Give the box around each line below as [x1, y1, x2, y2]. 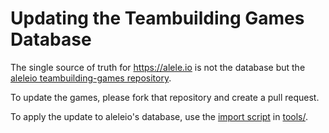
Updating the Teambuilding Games [10, 7, 305, 30]
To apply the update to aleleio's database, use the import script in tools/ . [10, 110, 309, 122]
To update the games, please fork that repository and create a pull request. [10, 91, 320, 103]
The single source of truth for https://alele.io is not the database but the [10, 61, 306, 73]
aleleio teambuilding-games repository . [10, 72, 172, 84]
